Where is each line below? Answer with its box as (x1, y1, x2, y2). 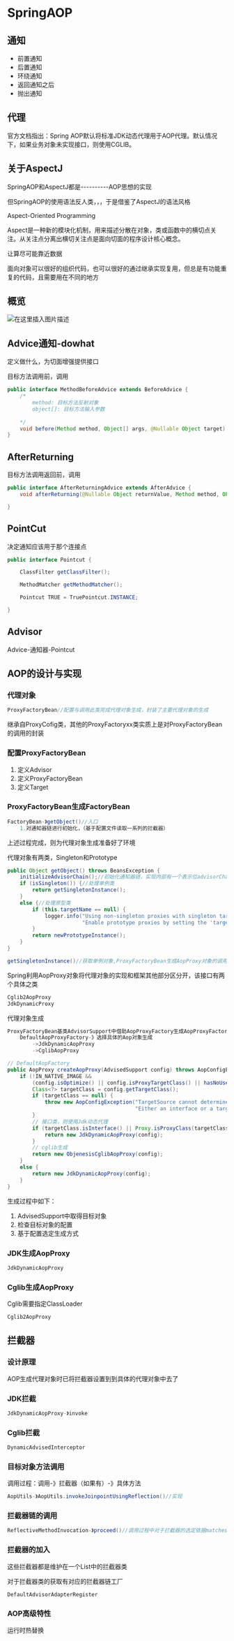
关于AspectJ (7, 163, 63, 175)
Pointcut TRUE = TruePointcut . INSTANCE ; (19, 594, 139, 601)
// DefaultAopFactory (7, 1060, 70, 1067)
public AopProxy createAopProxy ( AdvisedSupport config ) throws (7, 1066, 195, 1073)
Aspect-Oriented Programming (7, 211, 96, 219)
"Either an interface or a (134, 1105, 214, 1112)
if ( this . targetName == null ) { (32, 906, 127, 913)
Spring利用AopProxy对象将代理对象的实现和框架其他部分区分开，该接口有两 (7, 971, 225, 979)
